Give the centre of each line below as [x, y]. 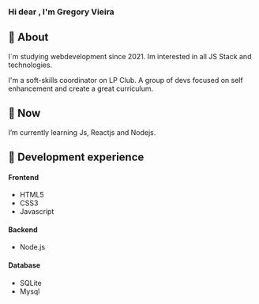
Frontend [24, 177]
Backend [23, 229]
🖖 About [28, 38]
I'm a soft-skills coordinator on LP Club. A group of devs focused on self [126, 80]
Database [24, 265]
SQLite [30, 283]
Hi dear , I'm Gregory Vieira [61, 12]
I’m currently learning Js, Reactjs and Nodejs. [82, 132]
